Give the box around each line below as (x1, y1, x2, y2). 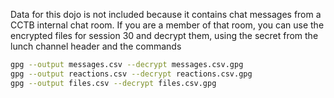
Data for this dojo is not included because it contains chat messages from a (10, 9, 322, 20)
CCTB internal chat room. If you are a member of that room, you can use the (10, 19, 325, 31)
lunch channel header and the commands (10, 40, 182, 52)
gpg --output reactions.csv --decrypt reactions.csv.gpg (10, 69, 253, 79)
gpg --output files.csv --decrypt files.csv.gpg (10, 78, 217, 88)
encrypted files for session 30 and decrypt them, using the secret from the (10, 30, 319, 41)
